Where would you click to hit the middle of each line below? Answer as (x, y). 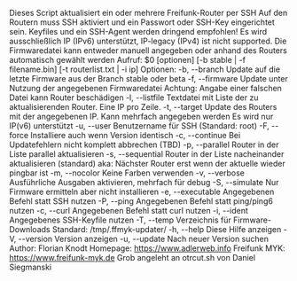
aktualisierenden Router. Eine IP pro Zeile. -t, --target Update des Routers (143, 107)
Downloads (30, 229)
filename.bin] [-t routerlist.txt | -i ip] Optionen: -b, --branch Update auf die (145, 69)
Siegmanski (30, 267)
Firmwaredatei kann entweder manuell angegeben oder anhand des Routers (148, 51)
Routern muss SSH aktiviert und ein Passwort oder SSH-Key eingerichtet (142, 22)
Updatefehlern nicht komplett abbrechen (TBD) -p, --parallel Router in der (144, 144)
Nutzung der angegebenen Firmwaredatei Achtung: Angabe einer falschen (145, 88)
